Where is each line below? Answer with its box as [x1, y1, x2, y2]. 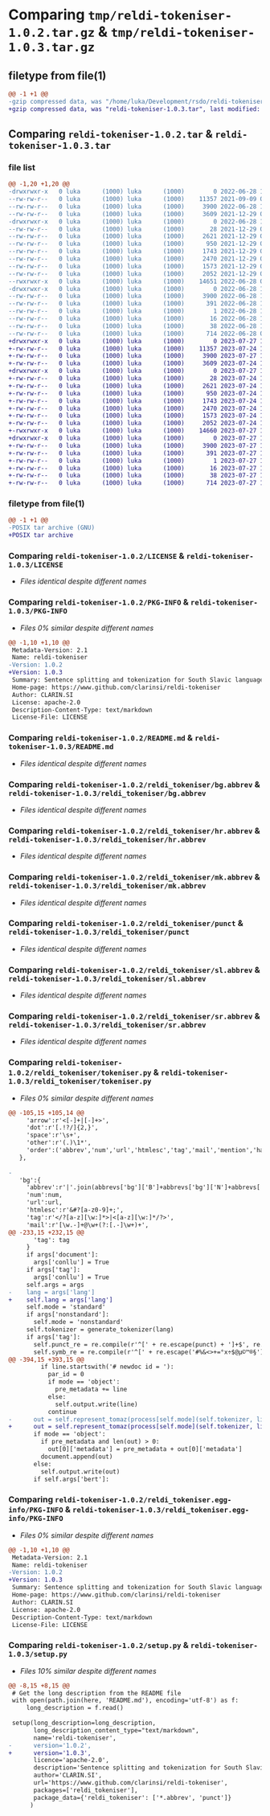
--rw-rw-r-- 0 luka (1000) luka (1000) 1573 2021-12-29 [8, 262, 257, 270]
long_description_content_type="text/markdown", [33, 1726, 199, 1734]
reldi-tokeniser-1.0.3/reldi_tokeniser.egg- [72, 1506, 250, 1515]
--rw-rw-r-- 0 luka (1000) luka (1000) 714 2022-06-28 [8, 330, 257, 338]
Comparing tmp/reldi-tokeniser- [8, 6, 233, 24]
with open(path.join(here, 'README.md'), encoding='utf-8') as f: [11, 1696, 239, 1705]
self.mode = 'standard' [26, 1303, 106, 1311]
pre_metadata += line [55, 1385, 128, 1394]
